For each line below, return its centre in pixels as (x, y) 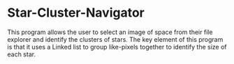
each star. (22, 54)
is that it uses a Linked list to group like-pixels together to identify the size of (117, 47)
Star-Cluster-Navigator (76, 13)
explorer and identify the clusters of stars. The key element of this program (115, 39)
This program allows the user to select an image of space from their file (110, 32)
